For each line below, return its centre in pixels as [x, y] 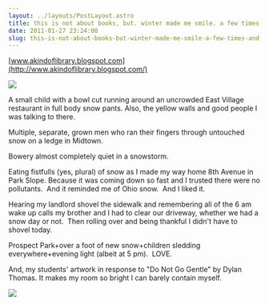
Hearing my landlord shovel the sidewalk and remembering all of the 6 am [130, 204]
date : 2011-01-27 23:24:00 [53, 30]
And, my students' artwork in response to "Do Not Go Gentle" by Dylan [125, 270]
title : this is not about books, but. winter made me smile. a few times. [136, 23]
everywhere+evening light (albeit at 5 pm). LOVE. [90, 254]
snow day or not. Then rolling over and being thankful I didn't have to [123, 222]
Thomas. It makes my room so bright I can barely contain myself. [115, 278]
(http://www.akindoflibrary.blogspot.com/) [78, 70]
